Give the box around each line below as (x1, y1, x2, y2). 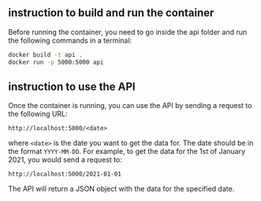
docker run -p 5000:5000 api (8, 58, 104, 66)
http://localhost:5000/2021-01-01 (8, 170, 122, 178)
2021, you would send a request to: (8, 155, 122, 165)
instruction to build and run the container (8, 6, 214, 20)
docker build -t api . (8, 50, 83, 58)
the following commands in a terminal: (8, 35, 132, 45)
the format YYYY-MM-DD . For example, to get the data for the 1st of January (8, 147, 246, 156)
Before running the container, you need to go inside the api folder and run (8, 27, 248, 36)
